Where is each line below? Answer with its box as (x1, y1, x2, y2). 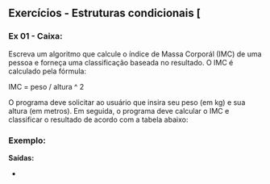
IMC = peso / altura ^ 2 (8, 82, 85, 91)
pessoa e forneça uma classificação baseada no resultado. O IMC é (8, 57, 234, 67)
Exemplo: (8, 135, 47, 146)
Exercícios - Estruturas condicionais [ (8, 6, 201, 20)
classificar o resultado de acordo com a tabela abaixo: (8, 115, 189, 124)
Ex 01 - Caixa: (8, 31, 63, 42)
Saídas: (8, 153, 35, 162)
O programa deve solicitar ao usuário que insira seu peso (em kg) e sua (8, 97, 246, 107)
